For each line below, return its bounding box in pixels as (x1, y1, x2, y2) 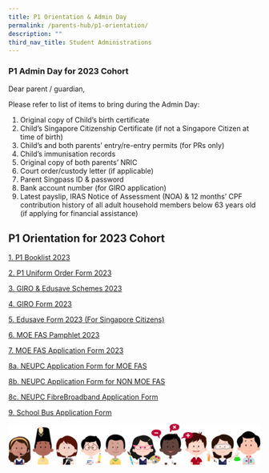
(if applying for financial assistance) (19, 208, 139, 218)
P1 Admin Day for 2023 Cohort (8, 66, 129, 77)
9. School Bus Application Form (8, 408, 112, 418)
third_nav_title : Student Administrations (8, 38, 152, 46)
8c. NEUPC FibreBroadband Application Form (8, 392, 159, 402)
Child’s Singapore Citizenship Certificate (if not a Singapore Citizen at (19, 123, 250, 133)
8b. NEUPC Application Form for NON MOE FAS (8, 377, 166, 387)
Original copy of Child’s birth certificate (19, 114, 150, 124)
